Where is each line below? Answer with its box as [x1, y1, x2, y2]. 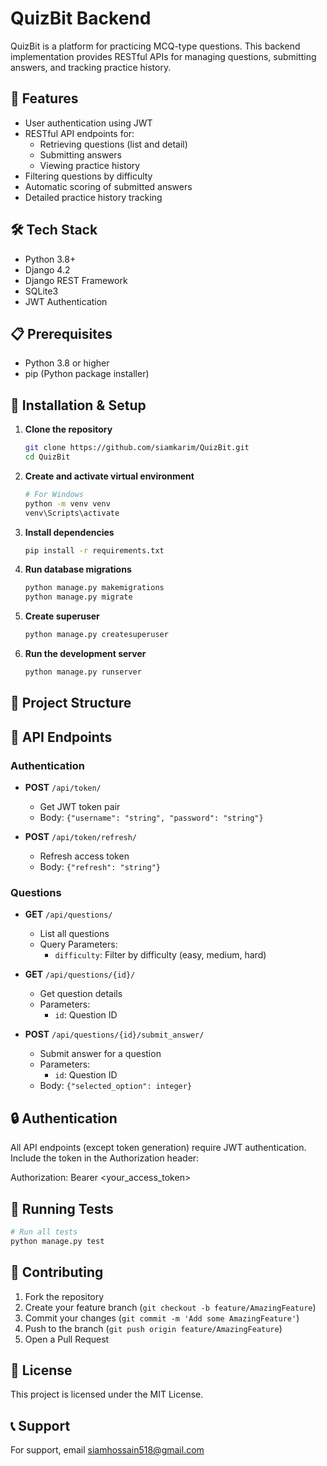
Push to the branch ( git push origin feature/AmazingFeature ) [24, 1322, 283, 1334]
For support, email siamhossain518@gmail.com [10, 1444, 205, 1456]
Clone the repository [24, 423, 113, 436]
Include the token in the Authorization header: [10, 1152, 200, 1164]
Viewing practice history [39, 159, 141, 171]
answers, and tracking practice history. [10, 61, 172, 73]
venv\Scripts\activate [24, 508, 120, 518]
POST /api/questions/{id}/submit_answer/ [24, 1028, 205, 1041]
